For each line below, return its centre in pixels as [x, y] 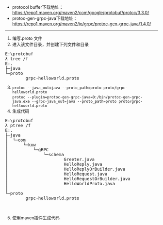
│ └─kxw [21, 145]
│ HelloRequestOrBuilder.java [68, 179]
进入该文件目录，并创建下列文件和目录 [50, 44]
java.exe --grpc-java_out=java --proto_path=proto [64, 101]
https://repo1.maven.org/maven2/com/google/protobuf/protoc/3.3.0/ [81, 13]
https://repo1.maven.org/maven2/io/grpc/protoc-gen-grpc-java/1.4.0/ [81, 24]
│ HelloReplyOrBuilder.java [65, 169]
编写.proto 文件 [27, 38]
